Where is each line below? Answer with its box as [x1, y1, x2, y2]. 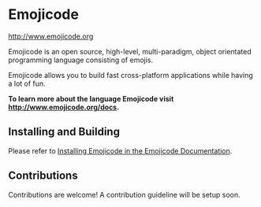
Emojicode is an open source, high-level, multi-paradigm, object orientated [8, 46, 252, 56]
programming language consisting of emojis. [8, 55, 154, 65]
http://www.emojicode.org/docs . [8, 102, 120, 112]
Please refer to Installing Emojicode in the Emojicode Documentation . [8, 146, 233, 155]
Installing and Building [8, 125, 121, 139]
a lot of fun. [8, 79, 46, 88]
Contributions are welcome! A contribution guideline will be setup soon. [8, 190, 240, 199]
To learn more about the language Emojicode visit [8, 94, 174, 103]
